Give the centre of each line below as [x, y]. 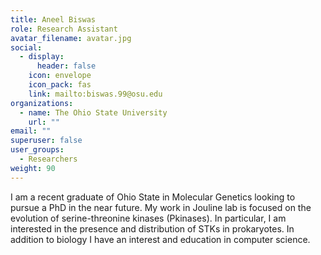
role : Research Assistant [64, 29]
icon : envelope [60, 76]
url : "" [44, 122]
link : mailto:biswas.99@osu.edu [95, 94]
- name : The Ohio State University [93, 112]
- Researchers [48, 159]
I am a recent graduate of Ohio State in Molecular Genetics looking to [153, 197]
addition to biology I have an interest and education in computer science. [160, 239]
